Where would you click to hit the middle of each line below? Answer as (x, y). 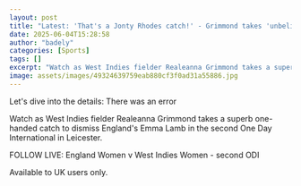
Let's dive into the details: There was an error (93, 101)
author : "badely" (42, 42)
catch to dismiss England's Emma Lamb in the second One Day (155, 128)
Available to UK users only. (59, 172)
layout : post (34, 17)
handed (23, 128)
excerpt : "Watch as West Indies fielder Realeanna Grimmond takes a (140, 68)
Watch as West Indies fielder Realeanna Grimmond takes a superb (131, 118)
